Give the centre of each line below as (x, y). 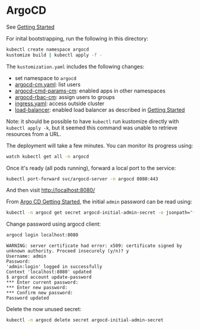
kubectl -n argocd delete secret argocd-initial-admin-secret (85, 320)
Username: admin (26, 256)
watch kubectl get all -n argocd (48, 156)
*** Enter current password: (42, 282)
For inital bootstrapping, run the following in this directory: (77, 38)
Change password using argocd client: (54, 224)
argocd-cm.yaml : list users (48, 84)
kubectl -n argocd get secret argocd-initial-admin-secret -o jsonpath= (98, 213)
